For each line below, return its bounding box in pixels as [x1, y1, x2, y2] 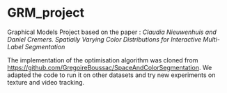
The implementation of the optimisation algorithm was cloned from [7, 56, 198, 64]
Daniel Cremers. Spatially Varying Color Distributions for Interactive [7, 35, 202, 43]
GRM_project [7, 5, 85, 21]
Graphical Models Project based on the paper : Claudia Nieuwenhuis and [7, 28, 217, 36]
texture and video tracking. [7, 78, 85, 86]
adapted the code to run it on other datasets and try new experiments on [7, 71, 216, 79]
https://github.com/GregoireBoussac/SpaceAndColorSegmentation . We [7, 63, 212, 71]
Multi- [203, 35, 221, 43]
